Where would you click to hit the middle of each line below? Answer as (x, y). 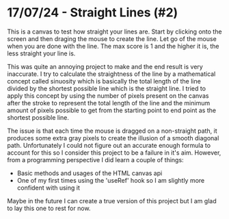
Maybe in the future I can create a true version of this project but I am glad (112, 201)
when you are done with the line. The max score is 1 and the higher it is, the (113, 46)
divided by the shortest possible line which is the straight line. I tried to (107, 88)
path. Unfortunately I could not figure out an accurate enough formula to (109, 145)
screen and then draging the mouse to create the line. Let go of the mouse (112, 38)
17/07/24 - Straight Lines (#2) (93, 13)
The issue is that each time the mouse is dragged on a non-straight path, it (112, 131)
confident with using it (49, 188)
